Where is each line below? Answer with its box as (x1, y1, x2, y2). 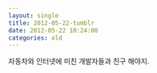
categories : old (8, 33, 62, 42)
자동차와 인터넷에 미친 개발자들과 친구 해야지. (8, 56, 150, 66)
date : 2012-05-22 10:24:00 (8, 26, 99, 34)
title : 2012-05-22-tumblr (8, 19, 95, 27)
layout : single (8, 11, 59, 20)
